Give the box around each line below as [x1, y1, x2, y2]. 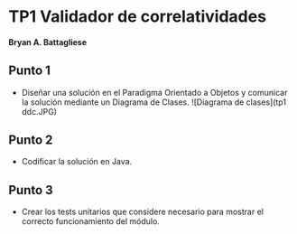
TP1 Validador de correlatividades [8, 6, 267, 27]
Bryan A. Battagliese [8, 36, 88, 47]
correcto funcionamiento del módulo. [21, 216, 160, 227]
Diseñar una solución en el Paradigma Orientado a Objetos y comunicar [21, 87, 288, 98]
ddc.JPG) [21, 106, 58, 117]
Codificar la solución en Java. [21, 156, 133, 167]
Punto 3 [8, 183, 53, 198]
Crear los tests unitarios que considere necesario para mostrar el [21, 206, 264, 218]
